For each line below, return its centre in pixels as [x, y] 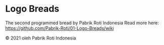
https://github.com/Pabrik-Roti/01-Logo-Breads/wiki [59, 28]
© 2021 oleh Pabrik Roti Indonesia [41, 38]
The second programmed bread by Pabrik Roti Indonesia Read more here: [82, 23]
